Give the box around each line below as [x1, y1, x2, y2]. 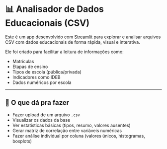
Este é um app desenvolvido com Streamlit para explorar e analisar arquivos [5, 34, 161, 40]
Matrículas [12, 58, 34, 64]
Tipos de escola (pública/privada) [12, 69, 82, 74]
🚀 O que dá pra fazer [5, 98, 70, 107]
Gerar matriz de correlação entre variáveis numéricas [12, 127, 122, 134]
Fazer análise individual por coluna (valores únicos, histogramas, [12, 133, 145, 139]
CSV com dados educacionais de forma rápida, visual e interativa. [5, 39, 140, 45]
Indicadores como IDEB [12, 74, 61, 80]
